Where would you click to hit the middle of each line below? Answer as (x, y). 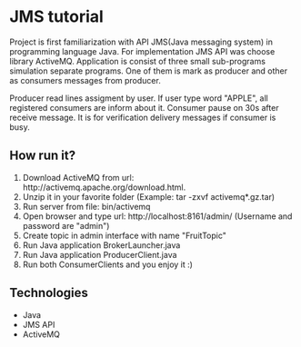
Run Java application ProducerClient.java (100, 254)
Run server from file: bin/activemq (86, 206)
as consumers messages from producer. (85, 80)
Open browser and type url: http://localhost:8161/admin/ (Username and (157, 216)
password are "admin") (66, 225)
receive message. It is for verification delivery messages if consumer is (143, 117)
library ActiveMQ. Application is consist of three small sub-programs (138, 61)
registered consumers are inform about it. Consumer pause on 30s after (144, 107)
